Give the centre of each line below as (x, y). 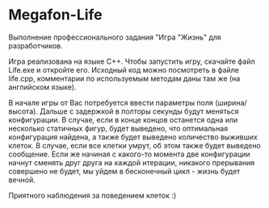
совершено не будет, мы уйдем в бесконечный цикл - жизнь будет (124, 171)
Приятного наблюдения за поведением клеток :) (92, 195)
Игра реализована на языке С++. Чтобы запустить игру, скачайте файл (132, 61)
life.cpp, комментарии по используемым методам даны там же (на (124, 78)
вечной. (22, 180)
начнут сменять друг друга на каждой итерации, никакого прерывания (132, 162)
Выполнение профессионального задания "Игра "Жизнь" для (115, 37)
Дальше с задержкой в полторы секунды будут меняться (139, 111)
